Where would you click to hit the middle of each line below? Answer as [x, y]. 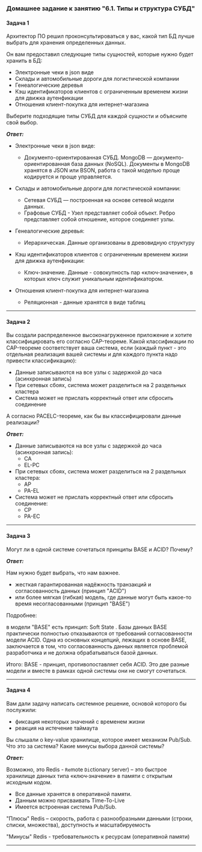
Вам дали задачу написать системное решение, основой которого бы [96, 703]
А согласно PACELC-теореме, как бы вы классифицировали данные [94, 416]
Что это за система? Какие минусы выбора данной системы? [85, 746]
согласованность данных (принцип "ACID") [70, 591]
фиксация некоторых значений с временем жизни [80, 721]
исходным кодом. [29, 782]
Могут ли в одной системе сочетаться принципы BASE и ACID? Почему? [100, 549]
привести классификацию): [41, 361]
